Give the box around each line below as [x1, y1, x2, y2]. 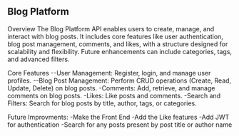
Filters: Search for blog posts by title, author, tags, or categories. [7, 99, 198, 108]
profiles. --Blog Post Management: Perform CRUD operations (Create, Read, [7, 76, 232, 85]
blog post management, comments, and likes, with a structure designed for [7, 39, 228, 48]
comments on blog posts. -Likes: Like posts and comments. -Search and [7, 91, 221, 100]
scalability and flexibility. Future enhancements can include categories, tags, [7, 47, 233, 56]
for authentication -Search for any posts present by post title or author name [7, 120, 233, 129]
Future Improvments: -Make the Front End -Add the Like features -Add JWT [7, 113, 230, 121]
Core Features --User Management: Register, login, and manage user [7, 68, 211, 77]
